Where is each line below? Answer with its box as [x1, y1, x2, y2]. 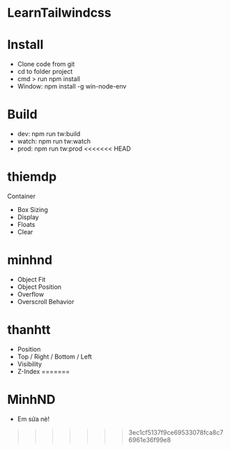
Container [7, 192, 36, 200]
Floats [17, 220, 36, 228]
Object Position [17, 283, 61, 291]
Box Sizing [17, 206, 48, 213]
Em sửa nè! [17, 414, 50, 423]
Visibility [17, 359, 43, 368]
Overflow [17, 290, 44, 298]
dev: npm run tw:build [17, 130, 81, 138]
